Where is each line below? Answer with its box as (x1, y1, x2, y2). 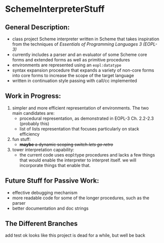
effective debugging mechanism (12, 189, 78, 195)
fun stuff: (12, 136, 31, 142)
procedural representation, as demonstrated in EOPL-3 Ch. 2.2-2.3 (19, 115, 154, 121)
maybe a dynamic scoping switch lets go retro (19, 141, 114, 147)
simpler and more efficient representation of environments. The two (12, 105, 149, 111)
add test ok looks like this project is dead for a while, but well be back (5, 232, 145, 239)
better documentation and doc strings (12, 205, 89, 211)
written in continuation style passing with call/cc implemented (12, 78, 137, 83)
